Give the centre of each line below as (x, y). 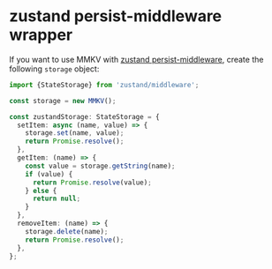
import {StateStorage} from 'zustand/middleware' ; (104, 85)
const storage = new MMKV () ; (63, 101)
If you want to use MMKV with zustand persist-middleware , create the (136, 59)
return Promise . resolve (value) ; (92, 183)
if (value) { (49, 174)
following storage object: (54, 69)
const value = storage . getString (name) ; (100, 166)
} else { (41, 191)
